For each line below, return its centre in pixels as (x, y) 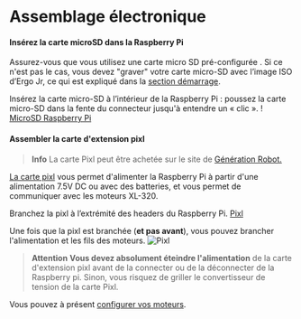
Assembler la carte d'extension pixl (77, 138)
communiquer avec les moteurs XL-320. (84, 195)
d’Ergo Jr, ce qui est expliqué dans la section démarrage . (115, 81)
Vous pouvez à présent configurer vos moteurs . (98, 304)
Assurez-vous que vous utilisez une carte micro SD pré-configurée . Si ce (146, 62)
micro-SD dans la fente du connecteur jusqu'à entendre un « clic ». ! (136, 108)
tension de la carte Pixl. (75, 286)
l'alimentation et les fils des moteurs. (78, 240)
